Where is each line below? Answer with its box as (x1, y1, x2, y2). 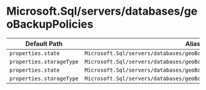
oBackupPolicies (6, 17, 94, 31)
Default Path (25, 39, 63, 48)
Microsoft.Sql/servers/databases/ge (6, 4, 198, 18)
